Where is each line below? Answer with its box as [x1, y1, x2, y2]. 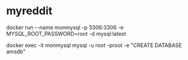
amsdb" [6, 48, 26, 55]
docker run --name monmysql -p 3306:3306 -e [6, 24, 124, 31]
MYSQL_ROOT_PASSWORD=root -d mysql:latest [6, 30, 126, 37]
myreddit [6, 4, 53, 18]
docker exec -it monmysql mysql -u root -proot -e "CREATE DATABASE [6, 42, 182, 49]
